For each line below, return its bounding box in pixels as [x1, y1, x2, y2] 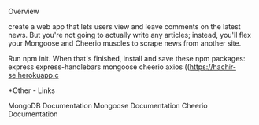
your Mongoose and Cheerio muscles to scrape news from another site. [8, 39, 242, 48]
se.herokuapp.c [8, 71, 59, 79]
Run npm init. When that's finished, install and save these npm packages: [8, 54, 246, 63]
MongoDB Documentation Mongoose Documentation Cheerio [8, 101, 208, 110]
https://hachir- [189, 62, 237, 72]
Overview [8, 7, 39, 16]
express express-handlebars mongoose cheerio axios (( [8, 62, 191, 72]
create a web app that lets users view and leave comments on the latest [8, 22, 242, 31]
